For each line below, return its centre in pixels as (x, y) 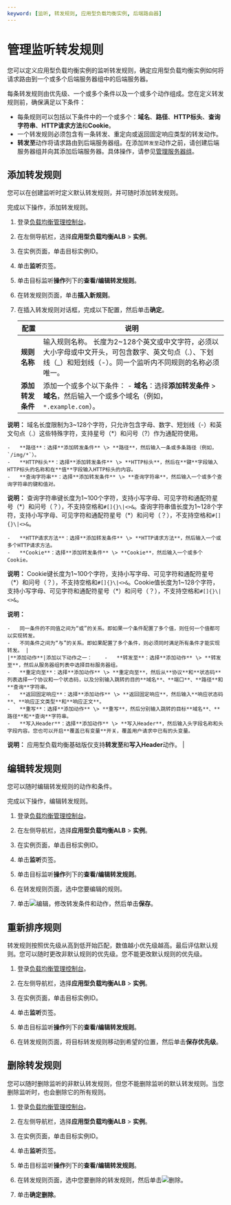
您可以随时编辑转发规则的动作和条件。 (61, 787)
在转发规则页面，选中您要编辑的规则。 (71, 889)
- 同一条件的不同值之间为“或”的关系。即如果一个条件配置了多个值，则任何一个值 (109, 629)
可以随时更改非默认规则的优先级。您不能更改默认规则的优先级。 (115, 954)
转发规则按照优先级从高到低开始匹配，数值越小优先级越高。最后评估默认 (109, 945)
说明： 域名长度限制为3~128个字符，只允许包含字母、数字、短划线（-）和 (112, 425)
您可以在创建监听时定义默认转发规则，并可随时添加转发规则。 (95, 193)
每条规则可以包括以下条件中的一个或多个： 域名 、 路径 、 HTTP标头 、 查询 (119, 116)
